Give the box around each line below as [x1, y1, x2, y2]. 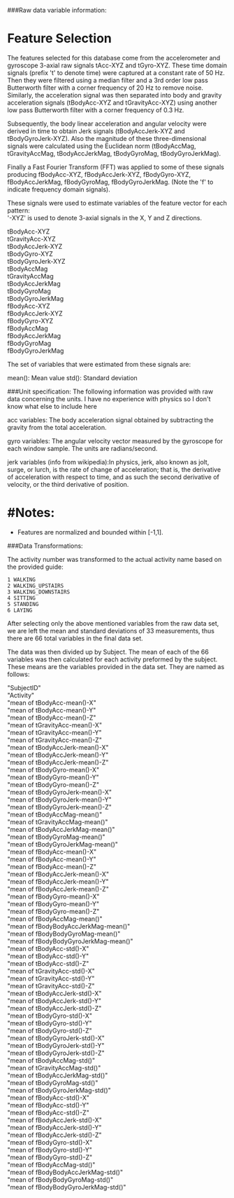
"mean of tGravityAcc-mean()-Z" [7, 736, 103, 744]
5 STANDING [7, 600, 39, 607]
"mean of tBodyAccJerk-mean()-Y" [7, 751, 109, 759]
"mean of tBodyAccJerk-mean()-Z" [7, 758, 109, 767]
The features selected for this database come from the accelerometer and [7, 53, 221, 62]
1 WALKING [7, 576, 36, 583]
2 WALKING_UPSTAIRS [7, 582, 64, 589]
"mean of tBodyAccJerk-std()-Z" [7, 1004, 102, 1012]
